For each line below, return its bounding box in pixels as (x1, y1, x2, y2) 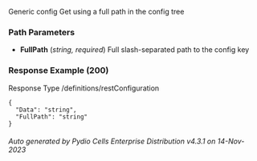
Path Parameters (8, 26, 75, 38)
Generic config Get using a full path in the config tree (8, 7, 185, 16)
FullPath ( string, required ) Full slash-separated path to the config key (19, 45, 250, 54)
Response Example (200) (8, 65, 109, 76)
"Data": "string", (15, 106, 78, 114)
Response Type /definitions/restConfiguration (8, 83, 160, 93)
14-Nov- (217, 136, 245, 147)
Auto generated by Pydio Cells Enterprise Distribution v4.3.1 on (8, 136, 216, 147)
